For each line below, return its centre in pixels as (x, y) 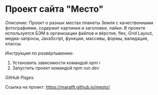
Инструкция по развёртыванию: (39, 53)
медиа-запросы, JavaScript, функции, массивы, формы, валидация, (77, 38)
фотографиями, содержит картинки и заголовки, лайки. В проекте (75, 28)
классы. (14, 43)
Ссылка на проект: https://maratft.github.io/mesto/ (58, 87)
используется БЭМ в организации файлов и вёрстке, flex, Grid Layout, (79, 33)
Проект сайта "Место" (54, 9)
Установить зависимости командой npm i (56, 63)
